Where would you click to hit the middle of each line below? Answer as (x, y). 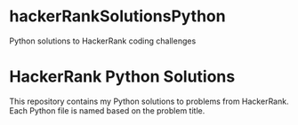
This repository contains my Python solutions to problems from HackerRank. (149, 101)
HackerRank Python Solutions (122, 77)
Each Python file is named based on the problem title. (107, 110)
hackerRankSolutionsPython (117, 16)
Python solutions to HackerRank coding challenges (103, 41)
